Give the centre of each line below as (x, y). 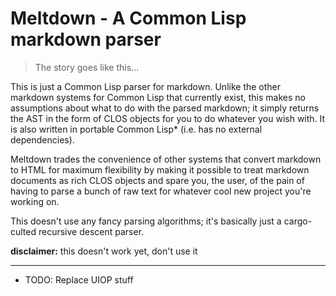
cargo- (298, 221)
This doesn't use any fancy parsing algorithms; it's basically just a (146, 221)
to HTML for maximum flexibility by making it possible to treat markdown (160, 169)
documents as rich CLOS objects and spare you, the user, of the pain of (157, 180)
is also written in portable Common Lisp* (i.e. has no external (136, 129)
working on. (35, 201)
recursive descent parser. (91, 231)
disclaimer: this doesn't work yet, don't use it (104, 251)
